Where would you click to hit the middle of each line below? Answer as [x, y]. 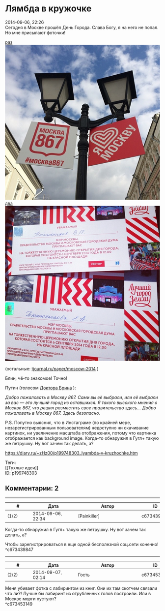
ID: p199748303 [21, 473]
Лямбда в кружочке [48, 9]
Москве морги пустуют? [31, 599]
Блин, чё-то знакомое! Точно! [36, 378]
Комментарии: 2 [32, 488]
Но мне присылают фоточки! [35, 32]
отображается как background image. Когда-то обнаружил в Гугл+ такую [82, 438]
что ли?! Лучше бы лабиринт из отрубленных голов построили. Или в [78, 594]
